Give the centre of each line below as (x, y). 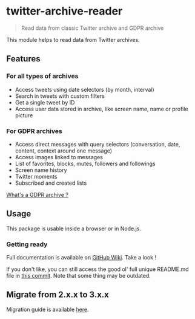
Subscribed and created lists (51, 183)
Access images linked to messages (59, 157)
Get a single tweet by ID (45, 102)
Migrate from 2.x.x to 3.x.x (58, 295)
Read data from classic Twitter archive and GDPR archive (92, 28)
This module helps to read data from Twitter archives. (73, 39)
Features (23, 59)
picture (24, 115)
